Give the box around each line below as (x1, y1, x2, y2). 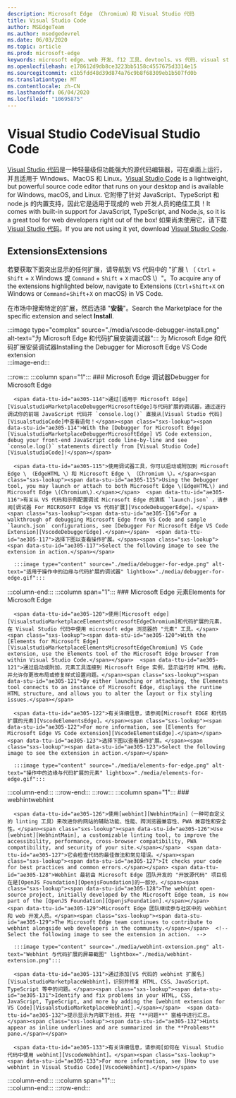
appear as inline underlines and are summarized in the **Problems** (7, 1024, 216, 1031)
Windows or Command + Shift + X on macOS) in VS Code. (7, 289, 163, 297)
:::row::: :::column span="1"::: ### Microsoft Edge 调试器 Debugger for (7, 372, 210, 381)
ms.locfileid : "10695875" (7, 96, 83, 103)
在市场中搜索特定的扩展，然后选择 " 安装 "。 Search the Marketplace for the (7, 304, 223, 312)
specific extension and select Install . (7, 311, 114, 320)
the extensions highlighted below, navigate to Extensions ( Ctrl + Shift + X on (7, 282, 225, 290)
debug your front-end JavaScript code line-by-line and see (7, 436, 188, 443)
